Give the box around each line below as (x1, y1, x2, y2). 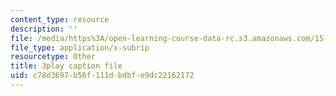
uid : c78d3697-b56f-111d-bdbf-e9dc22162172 (10, 71, 195, 81)
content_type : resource (10, 14, 110, 25)
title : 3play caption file (10, 61, 123, 71)
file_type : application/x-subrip (10, 42, 150, 53)
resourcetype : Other (10, 52, 97, 62)
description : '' (10, 24, 78, 34)
